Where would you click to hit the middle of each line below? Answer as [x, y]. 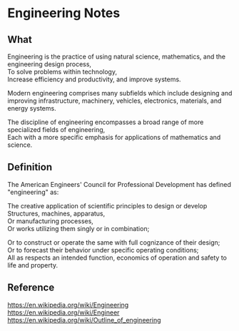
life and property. [33, 265]
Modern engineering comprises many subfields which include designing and [120, 93]
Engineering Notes [64, 13]
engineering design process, [49, 64]
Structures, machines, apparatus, [56, 213]
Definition [30, 167]
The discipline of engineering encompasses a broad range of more [106, 122]
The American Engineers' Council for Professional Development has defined [119, 184]
